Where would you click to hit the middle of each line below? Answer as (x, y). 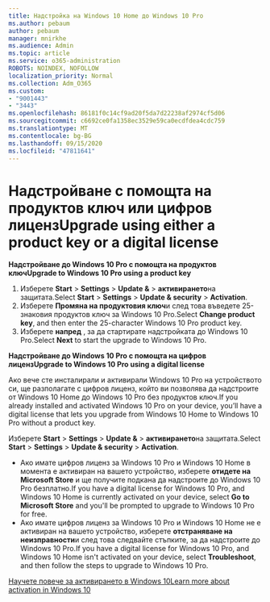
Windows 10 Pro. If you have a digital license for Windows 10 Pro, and (135, 549)
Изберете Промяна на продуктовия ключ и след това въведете (130, 306)
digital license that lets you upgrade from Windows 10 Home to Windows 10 (134, 414)
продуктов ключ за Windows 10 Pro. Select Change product (154, 315)
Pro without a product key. (52, 423)
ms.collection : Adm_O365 (50, 83)
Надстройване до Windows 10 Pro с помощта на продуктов (113, 265)
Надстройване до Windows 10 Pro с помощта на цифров (108, 356)
